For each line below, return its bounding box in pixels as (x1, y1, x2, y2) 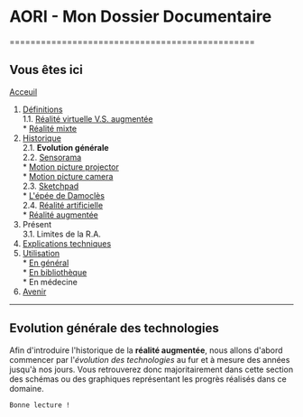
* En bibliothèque (22, 266, 87, 277)
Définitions (22, 104, 63, 115)
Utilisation (22, 247, 60, 258)
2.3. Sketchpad (22, 181, 79, 191)
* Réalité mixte (22, 123, 78, 134)
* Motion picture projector (22, 161, 119, 172)
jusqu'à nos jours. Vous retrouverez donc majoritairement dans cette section (9, 364, 294, 375)
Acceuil (9, 86, 38, 97)
